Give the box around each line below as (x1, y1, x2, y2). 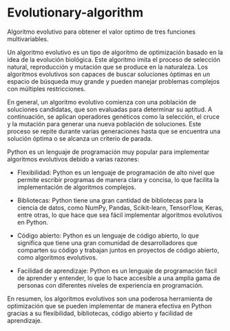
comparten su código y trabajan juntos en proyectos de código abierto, (17, 246, 220, 254)
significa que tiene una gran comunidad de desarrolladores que (17, 238, 198, 247)
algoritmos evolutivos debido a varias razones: (7, 155, 140, 163)
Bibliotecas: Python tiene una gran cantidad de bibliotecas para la (17, 196, 204, 204)
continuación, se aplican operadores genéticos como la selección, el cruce (7, 112, 220, 121)
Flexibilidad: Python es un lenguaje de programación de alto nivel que (17, 168, 215, 176)
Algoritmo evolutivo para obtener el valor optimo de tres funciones (7, 27, 196, 36)
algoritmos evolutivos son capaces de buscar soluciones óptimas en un (7, 70, 210, 78)
